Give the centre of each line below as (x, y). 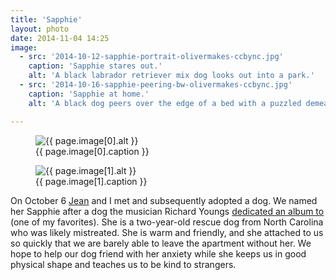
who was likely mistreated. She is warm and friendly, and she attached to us (167, 232)
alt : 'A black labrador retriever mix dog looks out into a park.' (171, 76)
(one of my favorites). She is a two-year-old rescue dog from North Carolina (167, 222)
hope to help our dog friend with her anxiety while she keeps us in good (158, 253)
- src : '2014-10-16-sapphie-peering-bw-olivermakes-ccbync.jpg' (156, 85)
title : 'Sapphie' (46, 19)
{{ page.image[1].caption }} (91, 181)
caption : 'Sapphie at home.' (89, 94)
